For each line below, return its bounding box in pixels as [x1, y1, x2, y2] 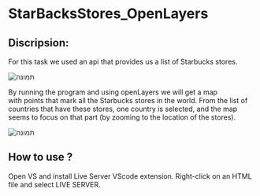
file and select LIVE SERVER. [8, 179, 101, 189]
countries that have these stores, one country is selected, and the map [8, 104, 238, 113]
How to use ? [8, 150, 73, 164]
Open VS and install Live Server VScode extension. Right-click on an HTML [8, 171, 252, 181]
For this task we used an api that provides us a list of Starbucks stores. [8, 57, 238, 66]
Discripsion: [8, 36, 69, 50]
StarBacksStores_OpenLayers [8, 5, 209, 23]
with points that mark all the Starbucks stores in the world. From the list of [8, 96, 248, 105]
